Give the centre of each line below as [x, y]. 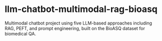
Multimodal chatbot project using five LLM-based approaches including [78, 23]
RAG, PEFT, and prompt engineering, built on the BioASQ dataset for [75, 28]
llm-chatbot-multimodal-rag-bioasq [81, 9]
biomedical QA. [20, 33]
